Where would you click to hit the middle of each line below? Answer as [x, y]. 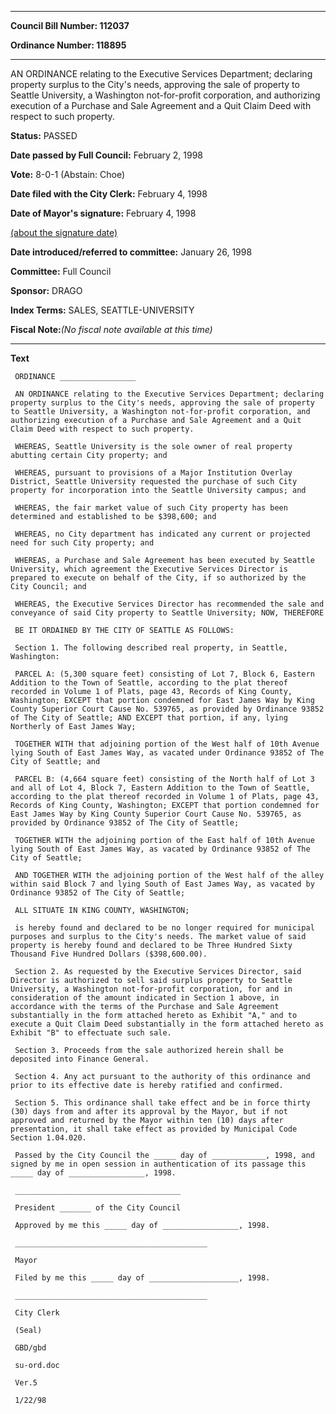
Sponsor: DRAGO [46, 290]
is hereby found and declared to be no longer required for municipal [164, 928]
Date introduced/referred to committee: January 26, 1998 [131, 252]
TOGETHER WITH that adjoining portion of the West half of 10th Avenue [167, 744]
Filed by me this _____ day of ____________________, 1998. [142, 1278]
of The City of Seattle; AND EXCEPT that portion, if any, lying [149, 718]
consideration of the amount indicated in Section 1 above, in [145, 998]
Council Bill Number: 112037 [70, 25]
